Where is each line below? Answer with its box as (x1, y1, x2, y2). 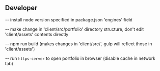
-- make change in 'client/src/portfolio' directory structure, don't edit (5, 26, 144, 32)
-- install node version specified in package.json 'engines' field (5, 17, 133, 22)
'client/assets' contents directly (5, 31, 69, 37)
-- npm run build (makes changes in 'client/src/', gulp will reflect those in (5, 41, 152, 47)
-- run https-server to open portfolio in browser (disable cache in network (5, 55, 156, 61)
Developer (5, 4, 38, 12)
